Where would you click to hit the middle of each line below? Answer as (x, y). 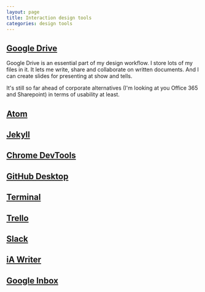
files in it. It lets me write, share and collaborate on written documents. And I (103, 70)
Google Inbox (32, 281)
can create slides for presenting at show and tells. (69, 76)
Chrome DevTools (41, 156)
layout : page (23, 12)
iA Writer (24, 260)
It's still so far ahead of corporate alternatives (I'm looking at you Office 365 (102, 88)
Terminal (24, 197)
